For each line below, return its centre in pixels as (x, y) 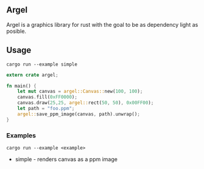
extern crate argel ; (33, 75)
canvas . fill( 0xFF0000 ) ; (47, 97)
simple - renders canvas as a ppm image (66, 159)
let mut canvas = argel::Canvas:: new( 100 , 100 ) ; (80, 91)
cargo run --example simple (42, 64)
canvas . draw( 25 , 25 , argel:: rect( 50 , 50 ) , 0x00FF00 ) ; (86, 103)
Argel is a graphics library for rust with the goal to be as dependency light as (102, 24)
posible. (16, 31)
